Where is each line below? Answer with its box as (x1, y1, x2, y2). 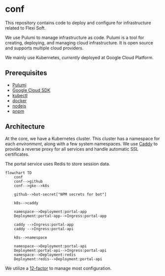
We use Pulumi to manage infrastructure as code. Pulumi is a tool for (5, 34, 144, 40)
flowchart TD (5, 170, 32, 175)
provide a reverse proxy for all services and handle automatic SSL (5, 146, 139, 152)
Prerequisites (5, 69, 47, 77)
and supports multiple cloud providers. (5, 45, 84, 51)
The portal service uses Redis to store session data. (5, 161, 110, 167)
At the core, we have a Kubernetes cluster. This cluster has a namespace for (5, 136, 160, 141)
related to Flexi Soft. (5, 25, 46, 31)
